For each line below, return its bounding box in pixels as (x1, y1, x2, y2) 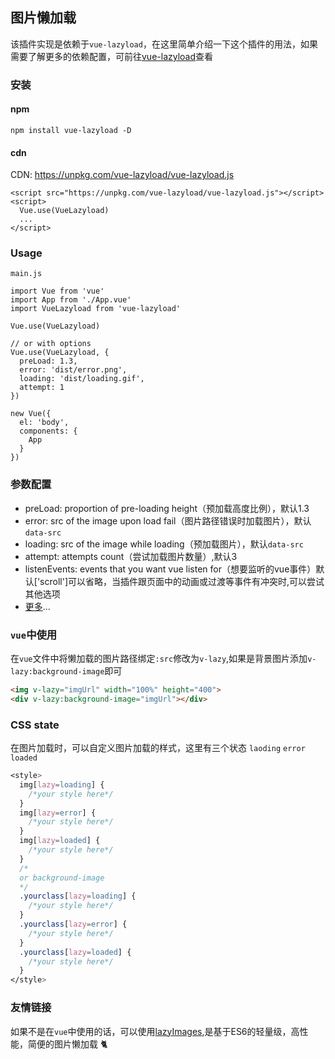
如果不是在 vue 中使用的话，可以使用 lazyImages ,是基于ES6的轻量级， (10, 1025, 292, 1037)
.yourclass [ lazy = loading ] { (19, 891, 137, 902)
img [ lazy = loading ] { (19, 779, 105, 790)
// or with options (10, 339, 92, 349)
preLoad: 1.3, (19, 356, 78, 367)
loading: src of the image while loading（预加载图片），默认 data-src (24, 538, 304, 550)
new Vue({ (10, 409, 52, 419)
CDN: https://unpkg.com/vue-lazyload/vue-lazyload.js (10, 169, 235, 181)
